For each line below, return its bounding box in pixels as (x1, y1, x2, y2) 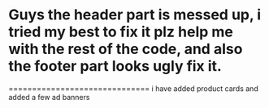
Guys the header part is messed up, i (8, 6, 262, 24)
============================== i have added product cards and (8, 83, 258, 93)
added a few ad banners (8, 92, 90, 102)
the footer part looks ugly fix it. (8, 57, 222, 76)
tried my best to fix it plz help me (8, 23, 233, 41)
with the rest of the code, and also (8, 40, 243, 58)
